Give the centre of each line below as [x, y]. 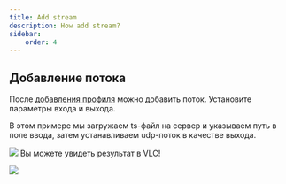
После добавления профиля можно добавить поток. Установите [131, 99]
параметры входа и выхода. [62, 109]
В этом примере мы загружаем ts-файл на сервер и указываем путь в [143, 126]
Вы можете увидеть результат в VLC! [90, 153]
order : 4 [41, 42]
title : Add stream [43, 17]
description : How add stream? [65, 26]
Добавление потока [68, 77]
